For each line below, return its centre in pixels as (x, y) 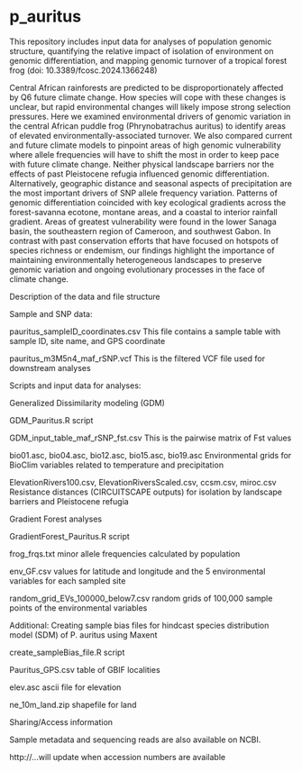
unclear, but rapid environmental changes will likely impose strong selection (150, 106)
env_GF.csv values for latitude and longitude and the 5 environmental (137, 571)
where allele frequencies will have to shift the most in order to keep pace (144, 154)
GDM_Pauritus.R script (51, 420)
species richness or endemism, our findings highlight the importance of (142, 250)
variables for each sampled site (68, 581)
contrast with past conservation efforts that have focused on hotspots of (144, 240)
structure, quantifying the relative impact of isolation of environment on (142, 50)
